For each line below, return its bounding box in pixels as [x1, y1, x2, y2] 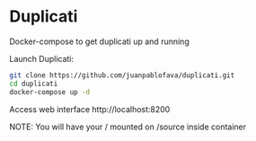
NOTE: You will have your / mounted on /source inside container [9, 121, 247, 132]
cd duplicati [9, 79, 58, 88]
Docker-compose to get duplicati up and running [9, 36, 190, 47]
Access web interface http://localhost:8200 [9, 103, 171, 114]
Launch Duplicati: [9, 53, 75, 64]
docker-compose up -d [9, 87, 91, 96]
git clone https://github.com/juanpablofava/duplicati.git [9, 70, 235, 80]
